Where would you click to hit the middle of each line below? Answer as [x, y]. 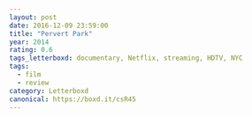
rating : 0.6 [31, 50]
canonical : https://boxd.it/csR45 [73, 99]
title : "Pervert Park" [51, 33]
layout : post [33, 17]
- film [29, 75]
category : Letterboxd [49, 91]
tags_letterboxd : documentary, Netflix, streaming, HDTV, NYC [126, 58]
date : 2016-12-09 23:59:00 [59, 26]
